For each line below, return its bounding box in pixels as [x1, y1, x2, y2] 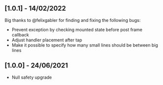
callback [11, 32, 29, 37]
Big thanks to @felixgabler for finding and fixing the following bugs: [4, 17, 141, 23]
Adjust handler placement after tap [11, 37, 82, 43]
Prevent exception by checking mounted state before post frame [11, 27, 143, 33]
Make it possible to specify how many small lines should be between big [11, 42, 158, 48]
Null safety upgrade [11, 74, 52, 80]
